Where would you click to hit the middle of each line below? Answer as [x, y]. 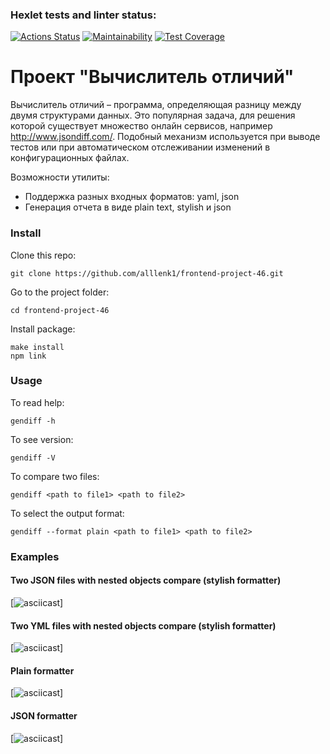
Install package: [43, 329]
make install [37, 347]
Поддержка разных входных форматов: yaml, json [132, 197]
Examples [35, 556]
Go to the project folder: [60, 292]
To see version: [42, 439]
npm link [28, 356]
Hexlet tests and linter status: [83, 15]
